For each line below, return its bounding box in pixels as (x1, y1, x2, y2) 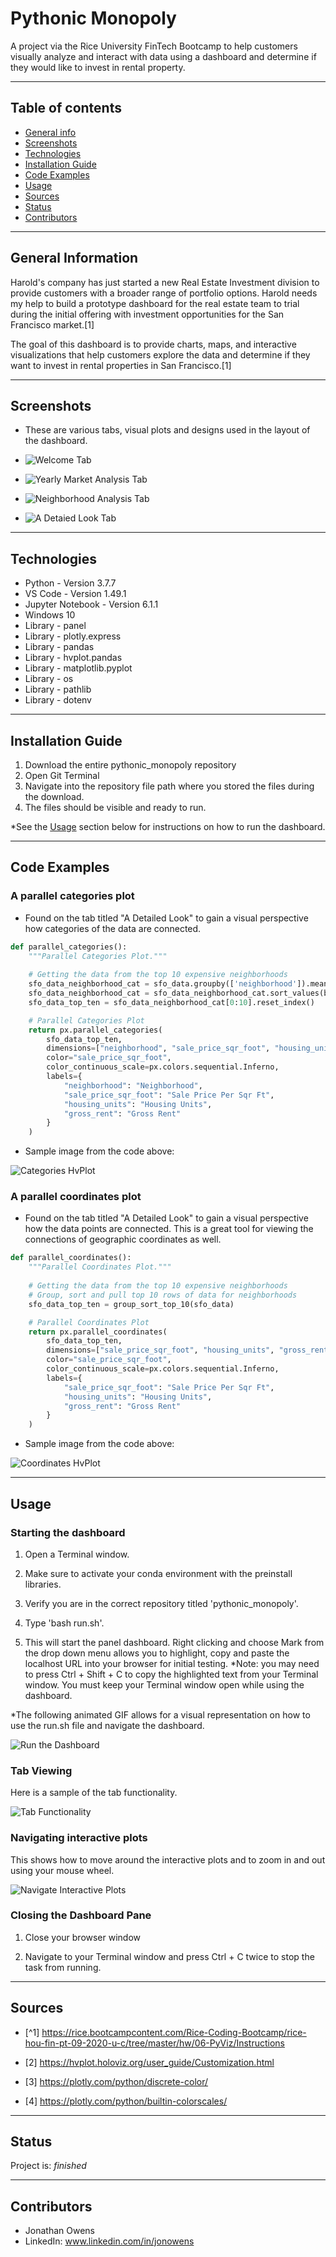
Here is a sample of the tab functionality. (10, 1787, 178, 1799)
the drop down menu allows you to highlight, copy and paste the (24, 1647, 290, 1659)
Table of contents (10, 100, 122, 117)
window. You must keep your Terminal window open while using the (24, 1678, 305, 1691)
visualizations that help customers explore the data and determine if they (10, 348, 311, 361)
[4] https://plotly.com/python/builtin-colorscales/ (24, 2095, 228, 2107)
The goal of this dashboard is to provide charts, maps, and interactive (10, 338, 297, 350)
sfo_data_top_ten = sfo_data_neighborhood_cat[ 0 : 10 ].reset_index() (28, 997, 315, 1007)
